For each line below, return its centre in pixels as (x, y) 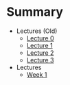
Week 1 (37, 74)
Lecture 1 (39, 45)
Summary (35, 12)
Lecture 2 (40, 53)
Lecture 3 (40, 60)
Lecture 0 (40, 38)
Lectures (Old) (37, 31)
